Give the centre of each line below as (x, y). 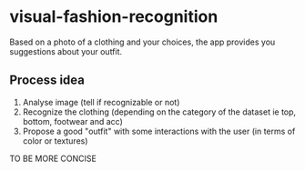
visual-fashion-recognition (114, 17)
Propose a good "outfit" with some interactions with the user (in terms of (159, 131)
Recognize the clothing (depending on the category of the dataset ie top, (159, 112)
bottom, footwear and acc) (72, 121)
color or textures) (55, 141)
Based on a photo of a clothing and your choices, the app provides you (142, 42)
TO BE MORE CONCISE (53, 158)
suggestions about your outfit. (66, 51)
